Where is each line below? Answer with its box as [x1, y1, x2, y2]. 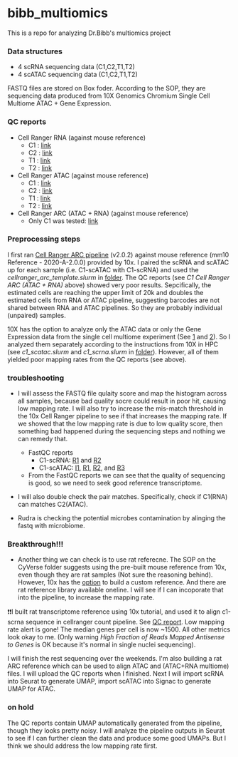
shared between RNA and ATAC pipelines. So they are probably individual [7, 303, 222, 311]
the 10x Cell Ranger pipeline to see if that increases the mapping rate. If [17, 412, 227, 421]
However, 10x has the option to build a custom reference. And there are [17, 578, 227, 587]
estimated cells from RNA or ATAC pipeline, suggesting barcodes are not [7, 296, 220, 304]
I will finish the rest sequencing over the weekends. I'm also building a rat [7, 654, 222, 663]
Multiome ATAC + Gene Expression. [7, 99, 112, 108]
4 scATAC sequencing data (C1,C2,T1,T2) [17, 70, 139, 79]
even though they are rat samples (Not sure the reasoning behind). [17, 570, 213, 579]
